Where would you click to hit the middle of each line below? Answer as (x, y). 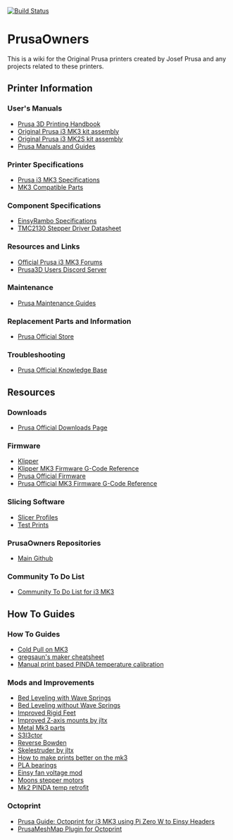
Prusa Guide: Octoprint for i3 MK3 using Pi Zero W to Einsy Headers (116, 821)
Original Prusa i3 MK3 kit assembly (68, 131)
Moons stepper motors (51, 780)
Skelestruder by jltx (45, 751)
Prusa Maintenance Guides (57, 303)
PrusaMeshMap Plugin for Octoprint (69, 829)
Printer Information (50, 88)
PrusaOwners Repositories (54, 543)
